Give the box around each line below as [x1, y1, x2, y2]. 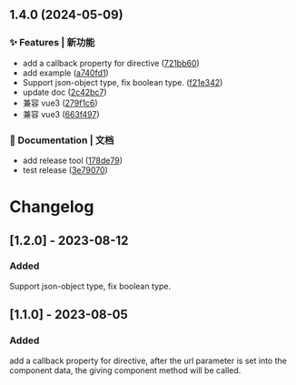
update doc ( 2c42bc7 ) [22, 86, 107, 97]
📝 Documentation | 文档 [9, 134, 114, 147]
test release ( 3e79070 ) [22, 164, 109, 176]
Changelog [9, 197, 94, 218]
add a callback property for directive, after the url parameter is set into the [9, 355, 288, 366]
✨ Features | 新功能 [9, 36, 95, 49]
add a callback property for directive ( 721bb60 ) [22, 57, 200, 68]
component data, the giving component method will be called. [9, 364, 242, 376]
